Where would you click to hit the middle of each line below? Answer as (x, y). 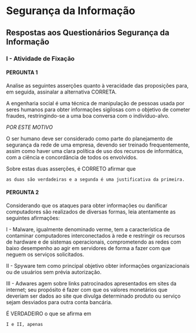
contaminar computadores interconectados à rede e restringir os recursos (96, 235)
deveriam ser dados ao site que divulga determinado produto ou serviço (93, 296)
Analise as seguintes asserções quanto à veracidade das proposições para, (97, 85)
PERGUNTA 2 (23, 192)
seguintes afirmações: (33, 218)
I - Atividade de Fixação (40, 58)
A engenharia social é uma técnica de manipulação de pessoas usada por (95, 103)
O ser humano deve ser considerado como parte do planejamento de (89, 138)
